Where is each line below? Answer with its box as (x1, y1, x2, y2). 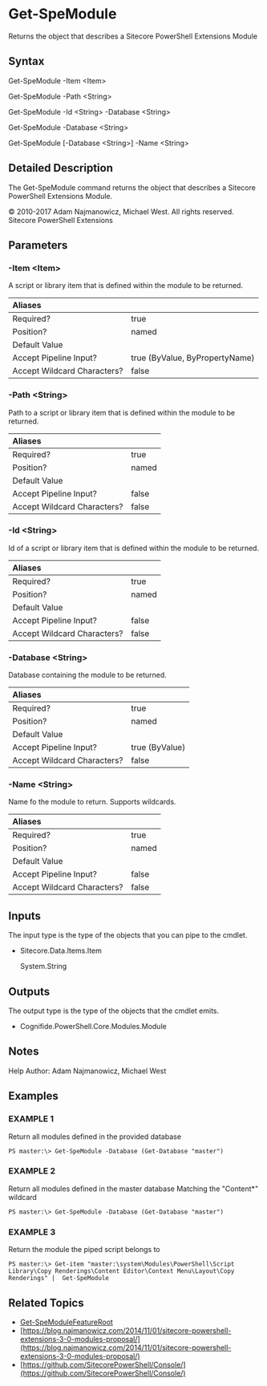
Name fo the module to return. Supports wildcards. (8, 797, 176, 807)
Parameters (8, 238, 68, 252)
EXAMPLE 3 (8, 1226, 56, 1238)
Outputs (8, 984, 51, 999)
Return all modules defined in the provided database (8, 1132, 182, 1141)
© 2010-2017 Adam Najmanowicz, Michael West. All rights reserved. (8, 206, 234, 217)
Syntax (8, 55, 45, 68)
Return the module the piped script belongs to (8, 1245, 160, 1254)
